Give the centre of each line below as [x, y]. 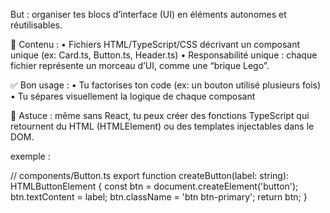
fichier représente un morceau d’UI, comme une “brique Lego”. [140, 65]
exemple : [30, 156]
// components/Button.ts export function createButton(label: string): [150, 175]
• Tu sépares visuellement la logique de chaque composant [133, 96]
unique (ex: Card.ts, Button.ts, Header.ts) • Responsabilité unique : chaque [164, 55]
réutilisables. [36, 25]
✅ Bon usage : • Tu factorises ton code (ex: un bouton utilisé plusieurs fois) [166, 85]
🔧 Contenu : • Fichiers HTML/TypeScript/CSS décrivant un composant [155, 44]
